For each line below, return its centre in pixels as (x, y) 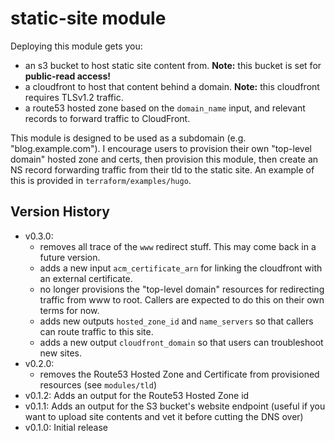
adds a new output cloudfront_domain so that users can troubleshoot (181, 342)
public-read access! (67, 76)
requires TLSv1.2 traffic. (74, 97)
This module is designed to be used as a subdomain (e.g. (128, 138)
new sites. (60, 353)
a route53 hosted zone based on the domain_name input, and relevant (165, 108)
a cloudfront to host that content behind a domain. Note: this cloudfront (172, 86)
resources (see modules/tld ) (98, 384)
